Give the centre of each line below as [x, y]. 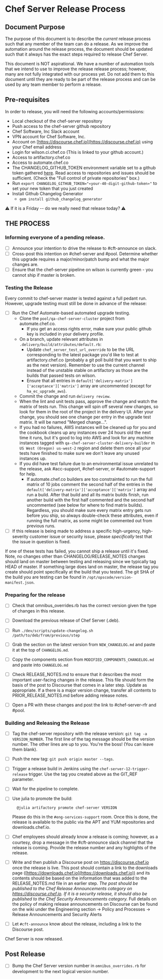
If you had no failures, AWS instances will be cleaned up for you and [88, 428]
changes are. [25, 264]
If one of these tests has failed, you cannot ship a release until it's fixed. [77, 551]
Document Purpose [35, 27]
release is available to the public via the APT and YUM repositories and [83, 822]
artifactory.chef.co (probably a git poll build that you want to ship [91, 360]
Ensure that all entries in [51, 381]
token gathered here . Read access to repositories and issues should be [83, 173]
